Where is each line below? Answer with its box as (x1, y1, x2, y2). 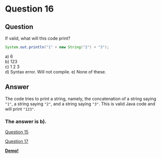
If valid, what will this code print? (5, 35, 71, 41)
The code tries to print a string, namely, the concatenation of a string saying (5, 96, 156, 101)
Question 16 (5, 3, 54, 14)
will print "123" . (5, 106, 35, 112)
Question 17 (5, 138, 29, 144)
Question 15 (5, 129, 29, 135)
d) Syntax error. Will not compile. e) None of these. (5, 69, 106, 74)
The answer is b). (5, 118, 47, 125)
